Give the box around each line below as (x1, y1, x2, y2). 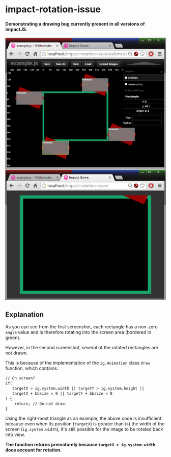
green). (5, 334, 21, 341)
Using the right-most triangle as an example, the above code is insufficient (5, 415, 162, 421)
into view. (5, 431, 25, 438)
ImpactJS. (5, 26, 28, 32)
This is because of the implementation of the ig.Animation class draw (5, 359, 150, 366)
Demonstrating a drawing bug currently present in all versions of (5, 20, 145, 27)
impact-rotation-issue (5, 4, 101, 15)
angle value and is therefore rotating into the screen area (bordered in (5, 329, 152, 335)
